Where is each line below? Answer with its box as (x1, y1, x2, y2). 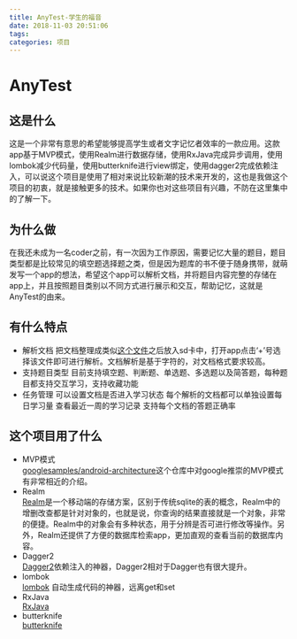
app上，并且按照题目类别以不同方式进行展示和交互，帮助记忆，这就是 (9, 281, 263, 291)
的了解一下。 (9, 194, 56, 204)
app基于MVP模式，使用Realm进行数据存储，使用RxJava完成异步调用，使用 (9, 150, 283, 160)
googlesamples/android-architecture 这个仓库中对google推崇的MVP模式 (21, 465, 284, 475)
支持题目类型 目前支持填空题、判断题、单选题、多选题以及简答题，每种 (21, 366, 280, 377)
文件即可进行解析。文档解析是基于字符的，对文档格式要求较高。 (37, 356, 270, 366)
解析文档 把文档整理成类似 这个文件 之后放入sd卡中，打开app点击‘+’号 (21, 344, 274, 355)
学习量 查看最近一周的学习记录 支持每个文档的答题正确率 (29, 400, 236, 411)
